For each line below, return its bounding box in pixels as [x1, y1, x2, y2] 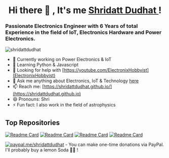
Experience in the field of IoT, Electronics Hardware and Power [5, 29, 162, 36]
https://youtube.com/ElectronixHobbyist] [63, 67, 149, 73]
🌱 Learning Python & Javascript [12, 62, 79, 68]
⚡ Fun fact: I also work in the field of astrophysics [12, 102, 116, 108]
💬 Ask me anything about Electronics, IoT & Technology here [12, 78, 139, 84]
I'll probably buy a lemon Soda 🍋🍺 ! [5, 147, 78, 153]
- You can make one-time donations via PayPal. [65, 141, 164, 148]
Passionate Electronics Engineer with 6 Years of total [5, 23, 138, 30]
